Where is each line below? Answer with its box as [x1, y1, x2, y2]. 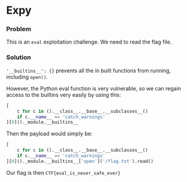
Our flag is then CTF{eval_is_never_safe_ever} [6, 169, 121, 176]
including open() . [6, 73, 48, 81]
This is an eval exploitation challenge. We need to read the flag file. [6, 38, 172, 45]
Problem [6, 25, 32, 33]
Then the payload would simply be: [6, 130, 93, 137]
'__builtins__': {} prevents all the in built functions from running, [6, 67, 171, 74]
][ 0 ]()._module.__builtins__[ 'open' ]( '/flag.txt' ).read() [6, 158, 154, 164]
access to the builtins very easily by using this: [6, 91, 121, 98]
